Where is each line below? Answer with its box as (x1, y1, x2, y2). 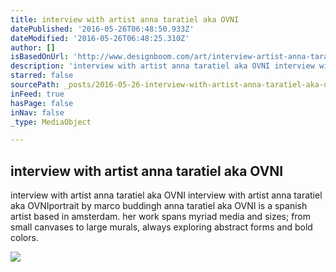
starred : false (10, 71, 74, 81)
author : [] (10, 42, 56, 53)
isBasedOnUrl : (10, 52, 70, 62)
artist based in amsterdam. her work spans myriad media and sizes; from (10, 211, 312, 223)
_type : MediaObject (10, 117, 92, 127)
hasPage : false (10, 98, 74, 108)
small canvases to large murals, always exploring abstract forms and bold (10, 221, 313, 233)
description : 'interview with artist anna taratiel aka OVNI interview (10, 61, 315, 71)
